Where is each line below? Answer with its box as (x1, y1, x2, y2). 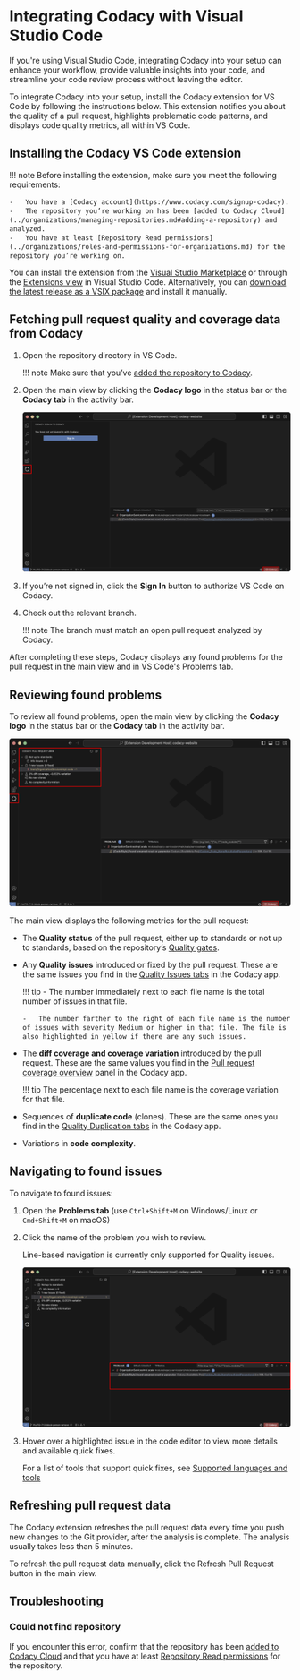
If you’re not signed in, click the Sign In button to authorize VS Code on (21, 580, 285, 592)
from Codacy (9, 326, 83, 341)
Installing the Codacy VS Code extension (9, 146, 242, 161)
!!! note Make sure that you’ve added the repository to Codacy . (21, 367, 253, 378)
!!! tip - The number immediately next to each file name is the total (21, 986, 265, 997)
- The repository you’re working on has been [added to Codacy (9, 206, 257, 216)
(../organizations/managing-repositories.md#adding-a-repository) (9, 215, 262, 225)
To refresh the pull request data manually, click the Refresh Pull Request (9, 1558, 274, 1569)
